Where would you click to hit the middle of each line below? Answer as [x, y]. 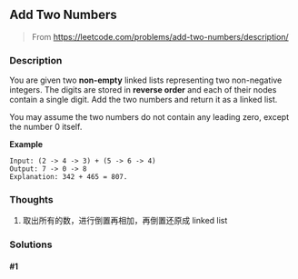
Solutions [31, 244]
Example [26, 144]
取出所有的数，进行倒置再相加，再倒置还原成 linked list [125, 221]
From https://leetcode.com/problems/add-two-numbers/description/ [160, 36]
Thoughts [31, 200]
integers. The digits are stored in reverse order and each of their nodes [143, 90]
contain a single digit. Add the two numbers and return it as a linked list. [144, 100]
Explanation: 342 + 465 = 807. [69, 177]
